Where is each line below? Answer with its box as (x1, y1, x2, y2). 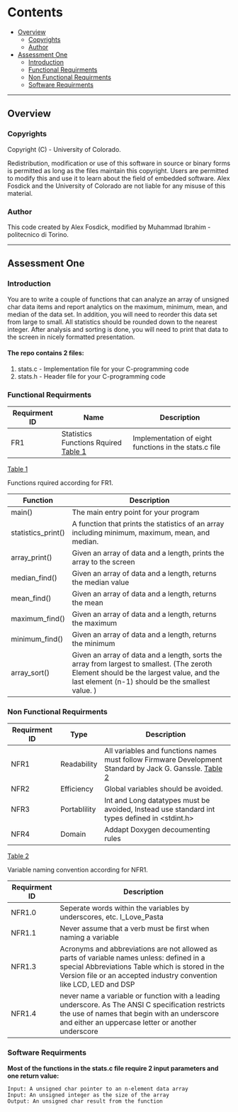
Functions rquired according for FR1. (7, 479, 113, 487)
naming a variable (59, 933, 119, 943)
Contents (7, 4, 64, 21)
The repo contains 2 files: (7, 349, 84, 357)
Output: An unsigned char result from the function (7, 1097, 163, 1105)
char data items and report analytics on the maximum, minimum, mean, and (7, 302, 228, 311)
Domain (59, 829, 86, 839)
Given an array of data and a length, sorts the (72, 650, 222, 660)
